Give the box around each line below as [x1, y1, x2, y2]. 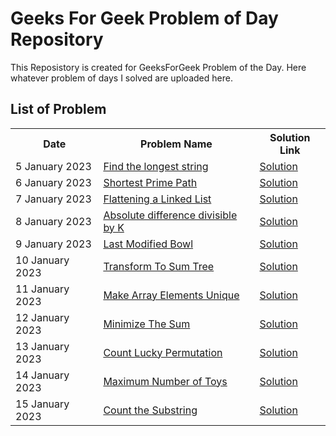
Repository [10, 28, 104, 51]
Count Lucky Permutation [103, 345, 223, 359]
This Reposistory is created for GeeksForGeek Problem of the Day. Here [10, 61, 307, 73]
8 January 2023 [15, 214, 92, 228]
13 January [15, 339, 70, 353]
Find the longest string [103, 159, 209, 173]
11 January [15, 282, 70, 296]
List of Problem [10, 101, 107, 118]
